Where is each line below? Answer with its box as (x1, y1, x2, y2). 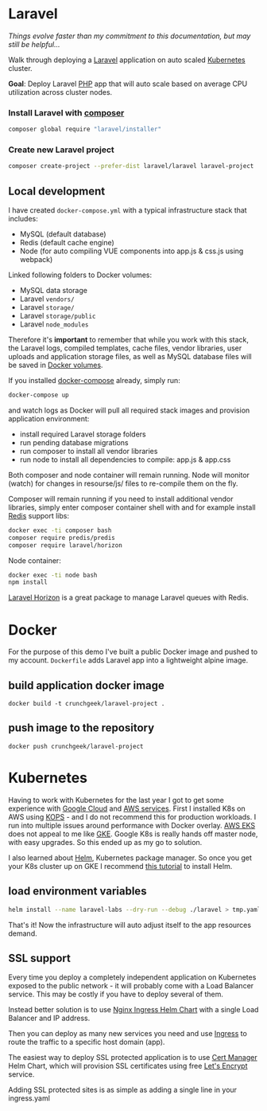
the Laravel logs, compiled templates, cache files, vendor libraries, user (8, 343, 242, 353)
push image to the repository (8, 722, 155, 735)
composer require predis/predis (8, 534, 115, 542)
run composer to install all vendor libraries (19, 446, 158, 456)
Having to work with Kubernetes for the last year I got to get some (8, 795, 224, 804)
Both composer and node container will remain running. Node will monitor (8, 470, 250, 479)
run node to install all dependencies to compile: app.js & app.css (19, 455, 231, 464)
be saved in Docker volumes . (8, 360, 103, 370)
